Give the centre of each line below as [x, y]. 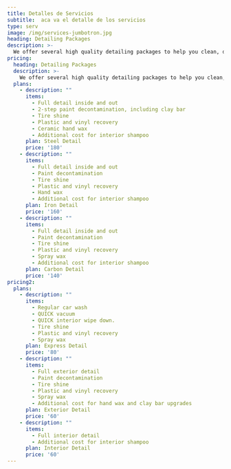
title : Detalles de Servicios [51, 13]
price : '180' [44, 148]
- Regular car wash [60, 308]
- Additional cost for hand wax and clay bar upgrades [112, 404]
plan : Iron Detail [52, 206]
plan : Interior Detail [58, 448]
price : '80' [42, 352]
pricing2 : [21, 282]
